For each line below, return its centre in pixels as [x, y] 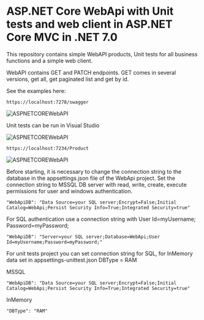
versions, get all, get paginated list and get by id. [68, 79]
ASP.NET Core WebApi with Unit [90, 11]
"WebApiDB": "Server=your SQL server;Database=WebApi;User [83, 237]
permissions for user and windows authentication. [70, 191]
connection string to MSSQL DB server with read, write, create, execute [96, 184]
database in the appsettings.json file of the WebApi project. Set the [91, 178]
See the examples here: [36, 91]
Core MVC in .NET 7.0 [62, 37]
